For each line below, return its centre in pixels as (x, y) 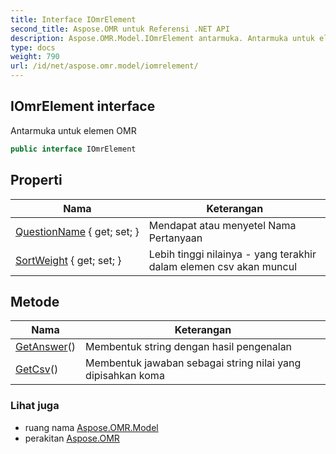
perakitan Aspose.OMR (72, 438)
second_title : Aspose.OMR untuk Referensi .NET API (120, 29)
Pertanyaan (175, 238)
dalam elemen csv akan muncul (223, 266)
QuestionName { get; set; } (77, 231)
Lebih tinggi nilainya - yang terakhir (232, 254)
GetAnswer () (46, 347)
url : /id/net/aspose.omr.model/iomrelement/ (104, 66)
